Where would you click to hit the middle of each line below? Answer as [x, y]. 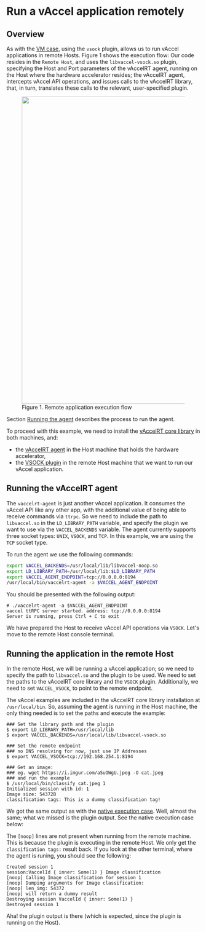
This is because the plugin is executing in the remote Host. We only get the [101, 843]
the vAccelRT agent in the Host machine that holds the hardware [97, 449]
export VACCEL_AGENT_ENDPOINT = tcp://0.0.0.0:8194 [71, 577]
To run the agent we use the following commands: [70, 554]
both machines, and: [32, 437]
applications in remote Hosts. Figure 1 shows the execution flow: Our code [101, 55]
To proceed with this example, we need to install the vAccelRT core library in [103, 431]
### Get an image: [30, 768]
